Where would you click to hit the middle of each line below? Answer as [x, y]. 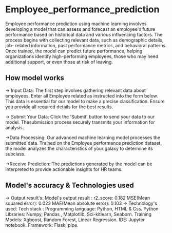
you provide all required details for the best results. [59, 107]
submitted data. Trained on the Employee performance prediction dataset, [84, 143]
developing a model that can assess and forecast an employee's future [80, 29]
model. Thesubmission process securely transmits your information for [80, 122]
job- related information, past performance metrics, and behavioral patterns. [86, 45]
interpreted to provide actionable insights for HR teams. [64, 169]
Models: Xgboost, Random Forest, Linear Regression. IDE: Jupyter [75, 220]
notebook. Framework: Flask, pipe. [42, 225]
